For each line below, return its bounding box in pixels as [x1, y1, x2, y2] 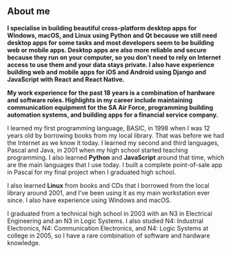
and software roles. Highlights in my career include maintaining [7, 96, 193, 104]
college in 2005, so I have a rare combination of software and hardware [7, 231, 210, 240]
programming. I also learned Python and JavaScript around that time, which [7, 153, 225, 162]
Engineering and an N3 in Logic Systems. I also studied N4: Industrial [7, 217, 204, 225]
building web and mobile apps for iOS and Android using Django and [7, 68, 207, 76]
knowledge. [7, 238, 41, 247]
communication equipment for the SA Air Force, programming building [7, 103, 214, 111]
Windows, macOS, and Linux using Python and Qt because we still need [7, 31, 217, 39]
